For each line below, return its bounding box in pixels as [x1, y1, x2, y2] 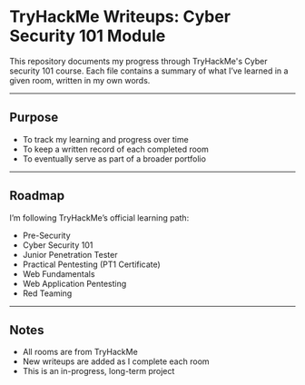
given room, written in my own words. [9, 74, 151, 85]
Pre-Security [22, 230, 71, 241]
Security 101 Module [9, 25, 166, 46]
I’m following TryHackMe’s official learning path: [9, 212, 190, 223]
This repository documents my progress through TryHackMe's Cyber [9, 55, 268, 66]
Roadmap [9, 188, 65, 203]
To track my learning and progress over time [22, 133, 189, 144]
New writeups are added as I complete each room [22, 356, 211, 367]
